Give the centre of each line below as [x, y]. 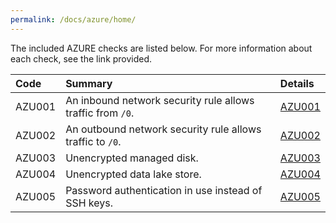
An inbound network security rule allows [160, 100]
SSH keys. [89, 203]
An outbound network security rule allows [163, 129]
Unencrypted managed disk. [132, 158]
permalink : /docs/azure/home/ [73, 19]
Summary [89, 83]
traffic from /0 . [100, 113]
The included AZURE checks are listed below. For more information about [161, 48]
